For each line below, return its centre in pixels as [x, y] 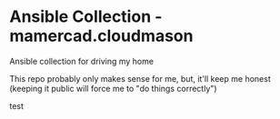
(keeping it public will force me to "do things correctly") [113, 88]
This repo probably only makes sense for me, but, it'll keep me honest [140, 78]
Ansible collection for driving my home [82, 61]
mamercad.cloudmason [101, 36]
